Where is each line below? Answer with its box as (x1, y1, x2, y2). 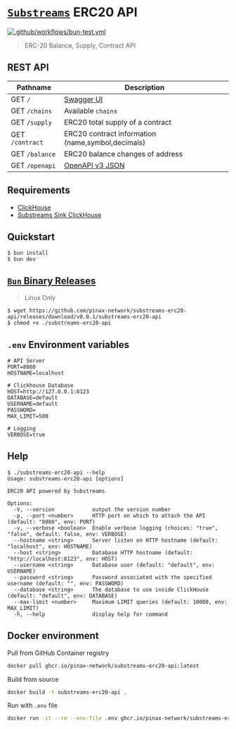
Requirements (7, 185, 70, 197)
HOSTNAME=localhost (7, 370, 65, 377)
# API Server (7, 357, 46, 364)
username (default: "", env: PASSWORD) (7, 580, 124, 587)
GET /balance (11, 149, 56, 158)
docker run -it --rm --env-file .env (7, 715, 118, 722)
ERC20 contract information (64, 128, 157, 138)
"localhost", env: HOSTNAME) (7, 543, 93, 550)
